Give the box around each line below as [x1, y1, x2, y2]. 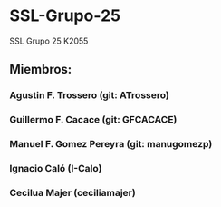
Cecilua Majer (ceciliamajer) [9, 186, 136, 199]
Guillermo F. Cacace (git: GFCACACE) [9, 113, 178, 126]
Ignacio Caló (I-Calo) [9, 163, 102, 175]
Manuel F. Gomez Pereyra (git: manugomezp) [9, 138, 213, 151]
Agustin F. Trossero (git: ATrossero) [9, 89, 169, 102]
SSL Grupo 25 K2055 [9, 35, 89, 46]
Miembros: [9, 62, 72, 77]
